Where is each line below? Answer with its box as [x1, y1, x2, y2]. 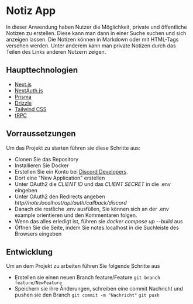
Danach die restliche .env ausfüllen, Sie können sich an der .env [14, 205, 170, 212]
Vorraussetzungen [6, 129, 76, 139]
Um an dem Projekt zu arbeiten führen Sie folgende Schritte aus [6, 262, 160, 270]
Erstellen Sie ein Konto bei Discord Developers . [14, 168, 129, 175]
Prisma [14, 93, 32, 100]
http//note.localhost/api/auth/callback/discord [14, 199, 127, 206]
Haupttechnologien [6, 65, 78, 75]
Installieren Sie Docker [14, 162, 69, 169]
